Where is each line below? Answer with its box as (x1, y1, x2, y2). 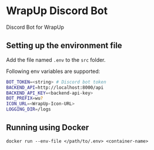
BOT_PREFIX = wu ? (6, 95, 43, 101)
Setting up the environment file (6, 41, 122, 51)
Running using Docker (6, 122, 89, 133)
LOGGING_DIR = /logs (6, 106, 51, 112)
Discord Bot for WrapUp (6, 24, 65, 31)
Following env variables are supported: (6, 68, 101, 75)
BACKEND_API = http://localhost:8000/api (6, 84, 104, 91)
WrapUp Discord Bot (6, 4, 108, 18)
